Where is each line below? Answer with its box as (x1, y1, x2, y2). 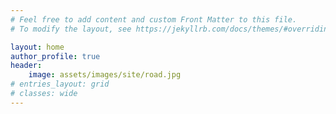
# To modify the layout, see (10, 24, 132, 34)
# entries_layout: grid (10, 79, 110, 90)
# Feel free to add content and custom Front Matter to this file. (10, 14, 298, 25)
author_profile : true (10, 51, 101, 61)
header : (10, 61, 43, 71)
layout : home (10, 42, 65, 52)
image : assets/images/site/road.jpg (28, 70, 182, 80)
